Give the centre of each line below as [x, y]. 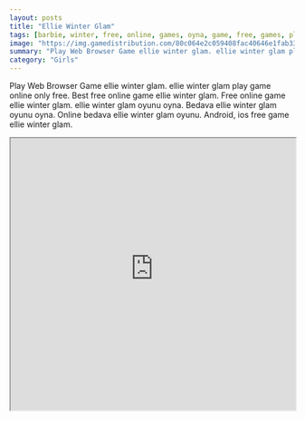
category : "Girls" [44, 60]
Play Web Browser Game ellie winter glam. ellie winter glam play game [140, 86]
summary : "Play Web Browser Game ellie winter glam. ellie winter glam [147, 52]
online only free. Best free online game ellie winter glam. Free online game [148, 95]
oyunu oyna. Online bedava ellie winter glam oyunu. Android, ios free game [149, 115]
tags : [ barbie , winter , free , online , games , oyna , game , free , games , [147, 34]
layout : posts [36, 18]
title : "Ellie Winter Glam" [62, 26]
